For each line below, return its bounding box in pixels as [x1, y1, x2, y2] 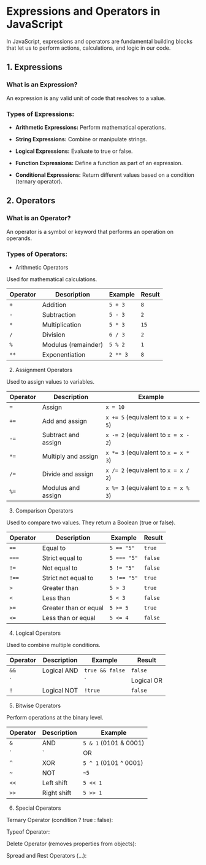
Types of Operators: [6, 250, 68, 258]
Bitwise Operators [15, 702, 61, 709]
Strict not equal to [42, 573, 94, 582]
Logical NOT [42, 686, 78, 694]
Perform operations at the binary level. [6, 713, 104, 721]
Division [42, 330, 66, 339]
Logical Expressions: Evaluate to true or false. [15, 147, 133, 155]
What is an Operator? [6, 214, 71, 222]
